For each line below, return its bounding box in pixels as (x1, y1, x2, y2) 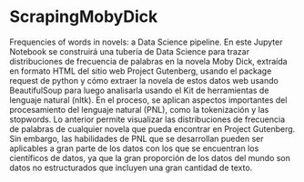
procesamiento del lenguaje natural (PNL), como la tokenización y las (9, 104, 269, 115)
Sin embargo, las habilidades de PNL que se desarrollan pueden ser (9, 133, 264, 144)
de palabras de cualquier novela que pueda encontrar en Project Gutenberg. (9, 123, 296, 134)
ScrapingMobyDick (9, 6, 158, 27)
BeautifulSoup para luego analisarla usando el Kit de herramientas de (9, 85, 269, 96)
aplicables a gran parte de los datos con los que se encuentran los (9, 143, 259, 154)
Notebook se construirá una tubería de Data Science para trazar (9, 45, 250, 56)
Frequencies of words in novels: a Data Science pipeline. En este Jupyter (9, 36, 283, 47)
